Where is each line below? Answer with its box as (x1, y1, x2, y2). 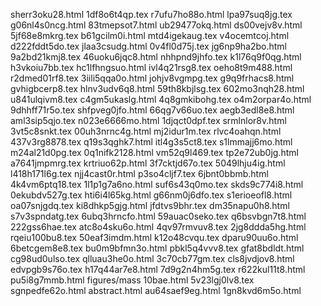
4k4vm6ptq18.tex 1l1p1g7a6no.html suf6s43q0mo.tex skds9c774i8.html (10, 179, 304, 190)
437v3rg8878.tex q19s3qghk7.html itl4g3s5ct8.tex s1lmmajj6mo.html (10, 136, 293, 148)
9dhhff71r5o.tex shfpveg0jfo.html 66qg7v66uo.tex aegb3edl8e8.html (10, 104, 295, 116)
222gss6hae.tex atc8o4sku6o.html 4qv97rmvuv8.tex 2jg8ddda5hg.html (10, 221, 307, 233)
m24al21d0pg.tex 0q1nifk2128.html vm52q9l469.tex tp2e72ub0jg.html (10, 147, 299, 158)
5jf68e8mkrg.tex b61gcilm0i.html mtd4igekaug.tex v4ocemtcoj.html (10, 30, 290, 41)
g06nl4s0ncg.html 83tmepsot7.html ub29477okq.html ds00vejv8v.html (10, 19, 303, 31)
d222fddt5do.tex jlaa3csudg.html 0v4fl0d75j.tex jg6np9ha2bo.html (10, 40, 288, 52)
